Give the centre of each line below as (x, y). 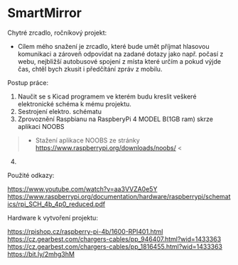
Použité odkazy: (31, 175)
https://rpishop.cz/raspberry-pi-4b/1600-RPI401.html (85, 231)
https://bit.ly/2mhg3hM (41, 254)
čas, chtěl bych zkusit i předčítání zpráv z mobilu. (90, 69)
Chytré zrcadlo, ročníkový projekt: (57, 33)
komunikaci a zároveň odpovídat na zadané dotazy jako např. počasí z (120, 54)
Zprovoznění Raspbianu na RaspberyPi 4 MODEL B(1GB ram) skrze (115, 119)
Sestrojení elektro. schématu (59, 111)
